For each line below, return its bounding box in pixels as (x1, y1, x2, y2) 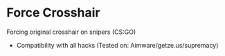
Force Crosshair (6, 5, 100, 21)
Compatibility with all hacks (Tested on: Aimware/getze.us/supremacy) (16, 41, 219, 49)
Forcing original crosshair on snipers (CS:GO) (6, 28, 136, 36)
